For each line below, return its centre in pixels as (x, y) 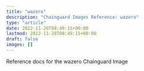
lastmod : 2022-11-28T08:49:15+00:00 (51, 34)
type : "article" (26, 22)
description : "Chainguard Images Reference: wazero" (73, 17)
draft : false (22, 39)
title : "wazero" (26, 12)
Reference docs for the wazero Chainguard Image (67, 61)
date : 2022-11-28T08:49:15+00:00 (47, 28)
